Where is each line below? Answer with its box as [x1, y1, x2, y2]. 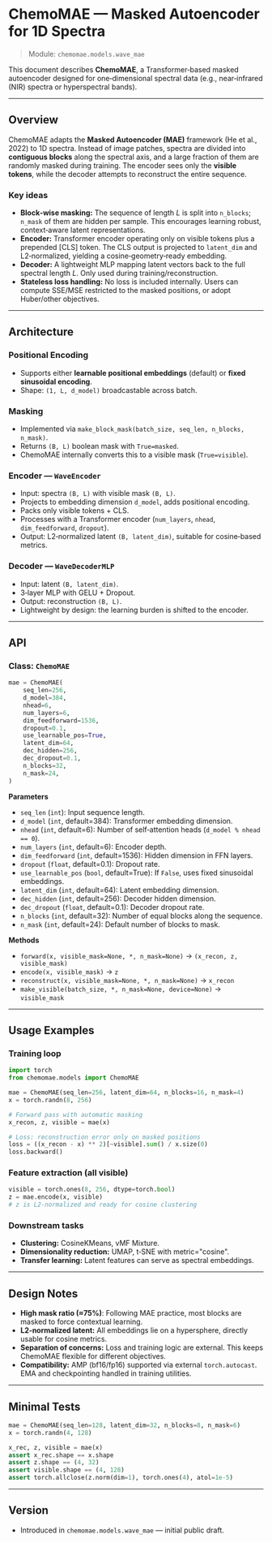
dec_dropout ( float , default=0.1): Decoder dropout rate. [19, 902, 205, 912]
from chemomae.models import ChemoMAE [8, 1074, 139, 1082]
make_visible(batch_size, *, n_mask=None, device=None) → [19, 984, 222, 993]
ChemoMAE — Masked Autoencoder [8, 5, 261, 24]
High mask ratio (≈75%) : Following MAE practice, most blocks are [19, 1308, 242, 1318]
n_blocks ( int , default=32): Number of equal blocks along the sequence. [19, 911, 263, 920]
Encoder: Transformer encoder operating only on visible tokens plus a [19, 234, 255, 244]
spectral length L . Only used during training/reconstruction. [19, 269, 219, 278]
